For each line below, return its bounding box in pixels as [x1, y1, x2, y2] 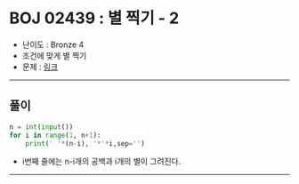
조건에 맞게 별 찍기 [21, 50, 87, 60]
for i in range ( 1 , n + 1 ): [9, 131, 101, 140]
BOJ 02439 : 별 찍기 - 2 [9, 8, 180, 28]
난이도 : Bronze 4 [21, 39, 85, 50]
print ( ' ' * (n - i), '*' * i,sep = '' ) [25, 139, 145, 148]
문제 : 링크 [21, 61, 59, 72]
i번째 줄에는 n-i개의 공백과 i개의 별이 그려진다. [21, 156, 182, 167]
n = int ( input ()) [9, 122, 74, 132]
